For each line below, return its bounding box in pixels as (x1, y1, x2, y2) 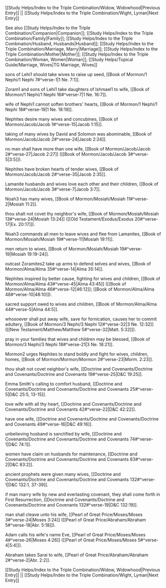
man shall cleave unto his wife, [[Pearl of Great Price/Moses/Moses (5, 512, 143, 517)
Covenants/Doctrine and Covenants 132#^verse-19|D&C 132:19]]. (5, 502, 138, 508)
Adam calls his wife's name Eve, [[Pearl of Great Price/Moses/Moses (5, 532, 146, 537)
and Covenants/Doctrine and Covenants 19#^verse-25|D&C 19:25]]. (5, 371, 143, 377)
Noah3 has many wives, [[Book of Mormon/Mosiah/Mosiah (5, 196, 126, 202)
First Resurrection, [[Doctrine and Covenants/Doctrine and (5, 497, 125, 503)
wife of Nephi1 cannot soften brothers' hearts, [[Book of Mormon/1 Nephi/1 (5, 101, 158, 107)
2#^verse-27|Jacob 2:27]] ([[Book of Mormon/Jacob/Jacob (5, 151, 127, 157)
